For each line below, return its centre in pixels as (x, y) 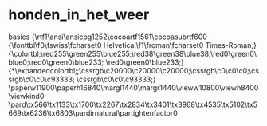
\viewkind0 (26, 96)
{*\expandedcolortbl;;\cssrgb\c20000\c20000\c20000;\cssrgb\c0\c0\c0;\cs (134, 70)
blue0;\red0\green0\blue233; (56, 62)
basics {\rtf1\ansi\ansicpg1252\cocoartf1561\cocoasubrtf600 (108, 37)
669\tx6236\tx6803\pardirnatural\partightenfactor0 (93, 112)
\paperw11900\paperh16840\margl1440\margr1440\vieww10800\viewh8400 (133, 87)
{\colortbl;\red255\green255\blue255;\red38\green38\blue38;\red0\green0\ (133, 53)
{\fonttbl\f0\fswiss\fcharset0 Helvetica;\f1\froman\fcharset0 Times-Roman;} (132, 45)
